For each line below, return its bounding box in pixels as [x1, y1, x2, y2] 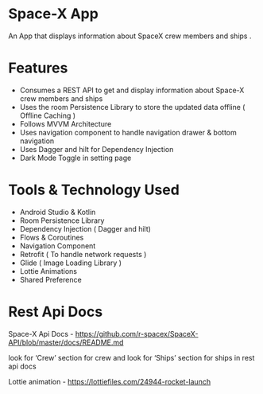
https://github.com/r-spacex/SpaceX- [75, 329, 199, 338]
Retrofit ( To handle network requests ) [19, 249, 147, 259]
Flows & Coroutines [19, 232, 84, 242]
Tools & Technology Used [8, 181, 180, 199]
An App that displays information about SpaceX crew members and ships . [8, 31, 252, 41]
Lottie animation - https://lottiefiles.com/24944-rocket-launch [8, 376, 211, 386]
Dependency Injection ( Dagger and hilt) [19, 224, 151, 233]
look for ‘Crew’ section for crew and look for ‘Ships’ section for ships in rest [8, 353, 255, 362]
